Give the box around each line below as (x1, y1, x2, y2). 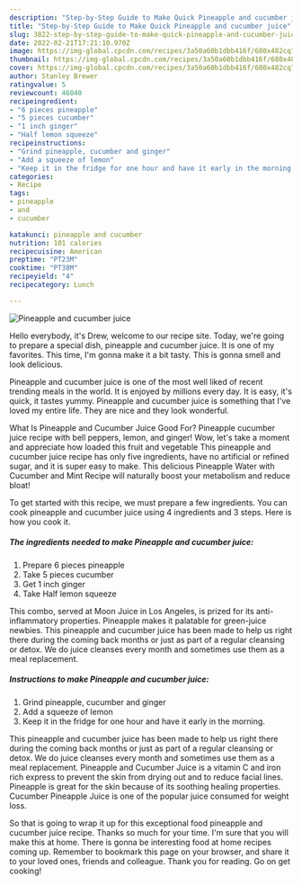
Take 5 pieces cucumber (22, 568, 114, 580)
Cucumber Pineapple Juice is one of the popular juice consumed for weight (9, 791, 289, 801)
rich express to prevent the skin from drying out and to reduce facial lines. (9, 771, 284, 782)
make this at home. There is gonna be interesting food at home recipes (9, 836, 271, 847)
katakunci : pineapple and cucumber (9, 230, 143, 239)
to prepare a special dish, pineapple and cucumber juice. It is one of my (9, 339, 275, 351)
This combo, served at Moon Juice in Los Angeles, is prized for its (9, 605, 254, 616)
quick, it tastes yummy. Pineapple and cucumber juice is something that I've (9, 395, 291, 406)
